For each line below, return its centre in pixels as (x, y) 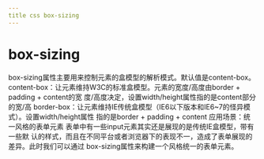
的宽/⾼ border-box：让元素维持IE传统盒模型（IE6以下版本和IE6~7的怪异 (126, 106)
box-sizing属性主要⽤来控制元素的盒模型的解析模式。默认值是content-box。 (132, 77)
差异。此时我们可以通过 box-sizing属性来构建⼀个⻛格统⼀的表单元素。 (123, 146)
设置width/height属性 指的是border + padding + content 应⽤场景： (134, 116)
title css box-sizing (44, 15)
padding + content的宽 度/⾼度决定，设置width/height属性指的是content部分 (132, 97)
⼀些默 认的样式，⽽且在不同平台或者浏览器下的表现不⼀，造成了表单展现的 (130, 136)
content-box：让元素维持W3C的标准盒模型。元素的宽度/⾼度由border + (124, 87)
